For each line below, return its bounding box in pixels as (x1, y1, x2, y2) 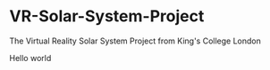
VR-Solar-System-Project (9, 6, 205, 27)
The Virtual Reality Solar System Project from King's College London (9, 35, 262, 46)
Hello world (9, 52, 52, 63)
